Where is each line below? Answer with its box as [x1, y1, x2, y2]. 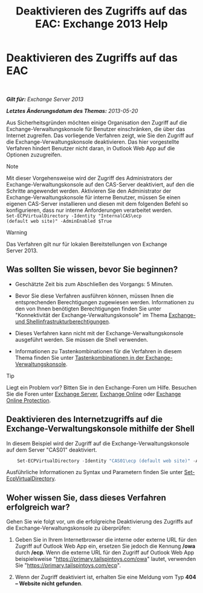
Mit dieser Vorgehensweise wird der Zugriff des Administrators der [6, 174, 173, 182]
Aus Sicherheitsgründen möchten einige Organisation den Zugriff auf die [6, 119, 187, 126]
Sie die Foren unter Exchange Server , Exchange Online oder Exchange [6, 390, 181, 397]
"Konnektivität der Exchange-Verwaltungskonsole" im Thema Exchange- [14, 311, 196, 318]
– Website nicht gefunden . [14, 580, 83, 587]
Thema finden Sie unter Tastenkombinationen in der [14, 354, 144, 361]
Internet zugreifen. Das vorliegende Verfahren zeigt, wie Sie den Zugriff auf [6, 132, 195, 139]
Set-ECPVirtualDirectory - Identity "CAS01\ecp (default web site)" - [17, 458, 196, 464]
